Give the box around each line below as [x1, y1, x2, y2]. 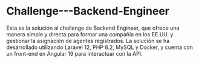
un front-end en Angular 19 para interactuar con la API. [6, 50, 143, 57]
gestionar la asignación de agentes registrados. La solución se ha [6, 37, 170, 44]
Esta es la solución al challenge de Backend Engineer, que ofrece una [6, 24, 180, 31]
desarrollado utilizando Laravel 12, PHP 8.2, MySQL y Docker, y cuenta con [6, 44, 194, 51]
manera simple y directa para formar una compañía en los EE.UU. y [6, 30, 174, 38]
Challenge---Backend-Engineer [6, 4, 169, 18]
